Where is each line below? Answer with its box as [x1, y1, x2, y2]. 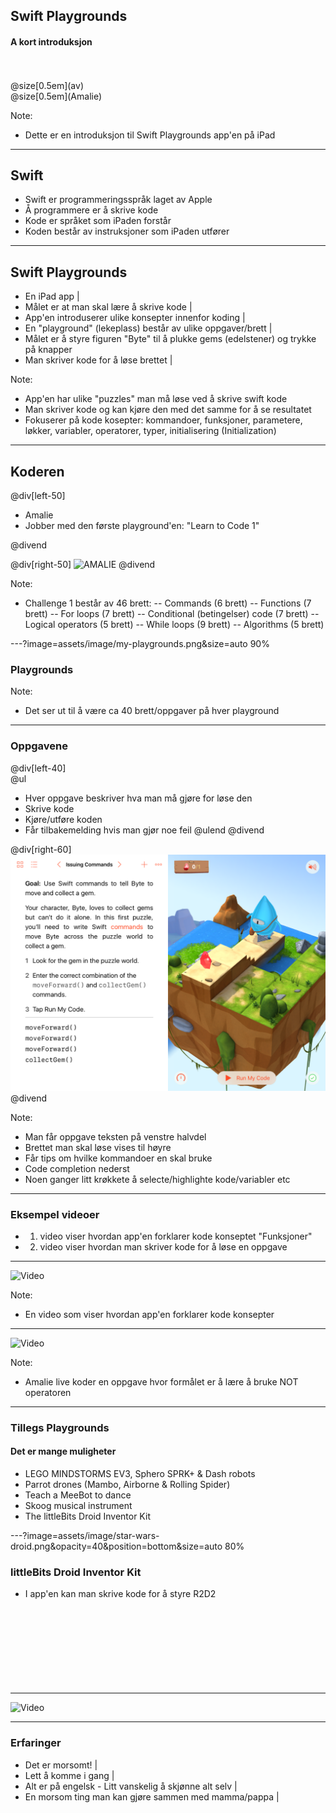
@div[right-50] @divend [10, 559, 156, 571]
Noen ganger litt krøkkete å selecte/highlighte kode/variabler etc [24, 1173, 291, 1185]
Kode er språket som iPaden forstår [24, 215, 172, 227]
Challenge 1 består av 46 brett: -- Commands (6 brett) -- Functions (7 [24, 597, 312, 609]
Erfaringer [10, 1736, 62, 1750]
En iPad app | [24, 290, 80, 303]
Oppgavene [10, 739, 68, 753]
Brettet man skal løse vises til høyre [24, 1141, 172, 1153]
